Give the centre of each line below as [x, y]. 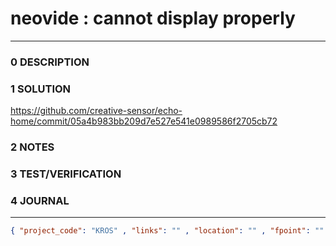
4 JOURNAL [40, 200]
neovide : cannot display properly [153, 18]
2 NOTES [32, 147]
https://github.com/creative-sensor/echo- [96, 111]
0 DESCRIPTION [50, 62]
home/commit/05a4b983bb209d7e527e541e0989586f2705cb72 [144, 121]
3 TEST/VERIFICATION [66, 174]
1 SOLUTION [41, 89]
